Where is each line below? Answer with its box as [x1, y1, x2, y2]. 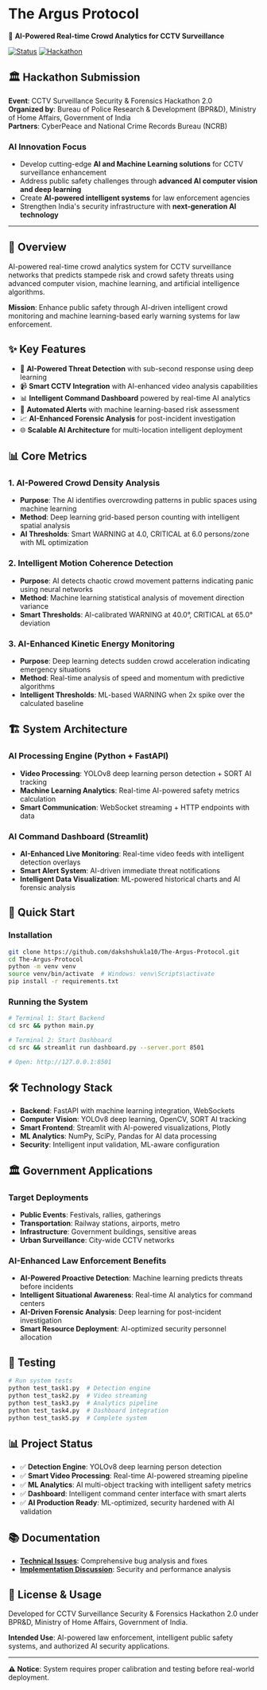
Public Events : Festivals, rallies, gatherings [19, 1210, 161, 1220]
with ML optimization [19, 538, 89, 547]
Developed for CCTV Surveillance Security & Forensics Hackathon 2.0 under [8, 1609, 259, 1618]
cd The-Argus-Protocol [8, 955, 83, 963]
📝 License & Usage [8, 1587, 102, 1602]
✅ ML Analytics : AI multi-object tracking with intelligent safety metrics [19, 1480, 252, 1490]
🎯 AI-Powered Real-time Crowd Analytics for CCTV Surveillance [8, 31, 225, 41]
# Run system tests [8, 1377, 73, 1385]
